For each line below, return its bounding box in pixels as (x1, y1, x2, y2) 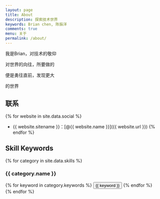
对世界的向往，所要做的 (5, 61, 55, 67)
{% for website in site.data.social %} (5, 113, 82, 119)
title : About (5, 12, 33, 17)
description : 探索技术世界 (5, 17, 58, 22)
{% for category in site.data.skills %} (5, 157, 83, 163)
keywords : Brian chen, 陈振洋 (5, 21, 67, 27)
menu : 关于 (5, 31, 27, 36)
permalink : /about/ (5, 36, 47, 41)
